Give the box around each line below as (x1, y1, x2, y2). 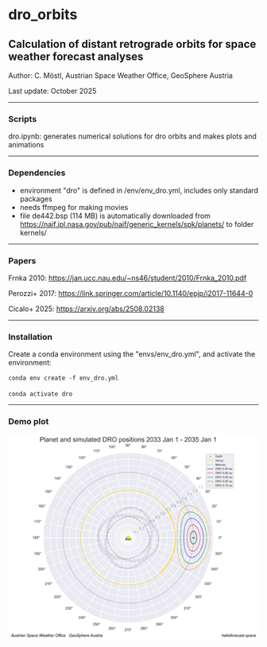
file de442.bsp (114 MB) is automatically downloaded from (19, 211, 211, 220)
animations (8, 140, 44, 150)
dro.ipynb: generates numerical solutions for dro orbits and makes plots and (8, 131, 257, 141)
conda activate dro (8, 390, 73, 399)
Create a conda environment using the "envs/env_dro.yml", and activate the (8, 349, 256, 359)
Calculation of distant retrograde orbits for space (8, 37, 257, 51)
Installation (8, 331, 53, 342)
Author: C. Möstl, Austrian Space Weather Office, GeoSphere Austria (8, 71, 233, 80)
